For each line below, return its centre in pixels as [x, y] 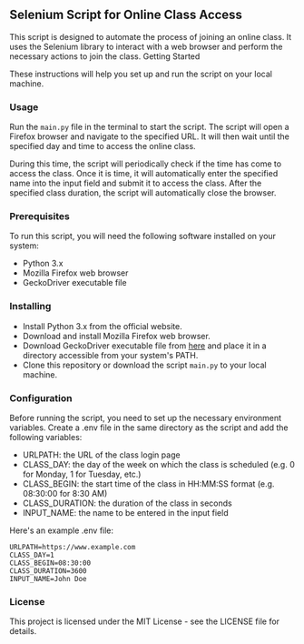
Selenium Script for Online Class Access [126, 15]
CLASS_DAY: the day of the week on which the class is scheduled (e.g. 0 [158, 464]
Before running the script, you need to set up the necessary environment [146, 418]
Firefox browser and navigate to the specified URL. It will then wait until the [150, 136]
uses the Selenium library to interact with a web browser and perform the [146, 46]
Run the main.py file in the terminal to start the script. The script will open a [149, 127]
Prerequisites [39, 216]
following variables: [46, 437]
